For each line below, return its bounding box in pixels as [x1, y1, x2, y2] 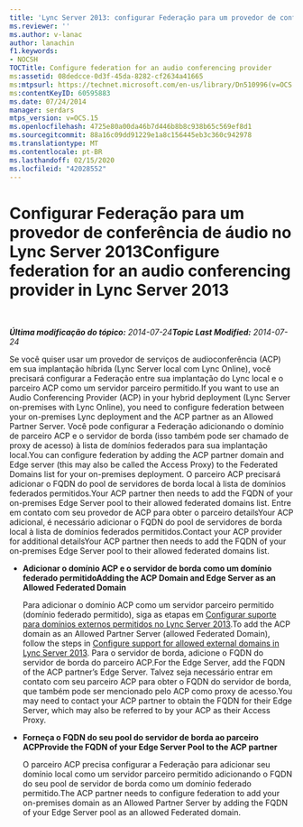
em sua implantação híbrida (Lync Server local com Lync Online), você [9, 363, 271, 374]
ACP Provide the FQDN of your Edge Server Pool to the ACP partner [22, 741, 278, 753]
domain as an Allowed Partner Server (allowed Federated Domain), [22, 629, 271, 639]
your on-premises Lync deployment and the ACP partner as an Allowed [9, 411, 273, 422]
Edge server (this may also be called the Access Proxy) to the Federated [9, 459, 278, 470]
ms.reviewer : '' [9, 22, 70, 31]
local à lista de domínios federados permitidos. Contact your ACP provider [9, 527, 282, 538]
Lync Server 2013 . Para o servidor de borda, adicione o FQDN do [22, 648, 264, 658]
